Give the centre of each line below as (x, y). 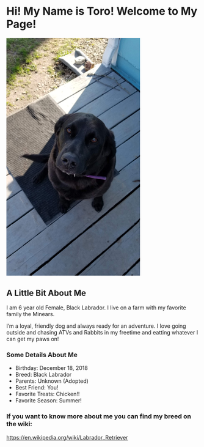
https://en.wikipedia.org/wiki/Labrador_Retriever (67, 437)
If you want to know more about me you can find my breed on (99, 416)
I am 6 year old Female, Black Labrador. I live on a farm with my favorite (96, 308)
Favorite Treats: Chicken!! (47, 394)
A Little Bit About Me (46, 293)
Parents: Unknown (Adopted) (52, 381)
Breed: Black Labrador (43, 375)
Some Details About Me (42, 355)
